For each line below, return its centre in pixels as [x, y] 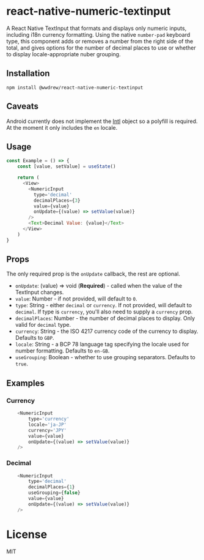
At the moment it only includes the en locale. [62, 127]
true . [22, 364]
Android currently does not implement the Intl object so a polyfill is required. [102, 121]
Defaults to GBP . [35, 338]
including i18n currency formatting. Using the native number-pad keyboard [98, 34]
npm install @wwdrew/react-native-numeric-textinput [75, 88]
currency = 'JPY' [48, 430]
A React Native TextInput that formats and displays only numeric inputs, [97, 28]
